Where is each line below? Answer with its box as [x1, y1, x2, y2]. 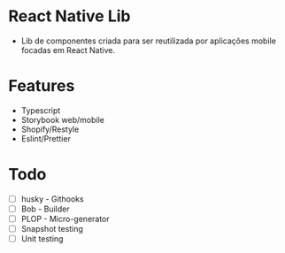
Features [8, 76, 75, 96]
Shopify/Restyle [20, 124, 80, 134]
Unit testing [20, 234, 64, 244]
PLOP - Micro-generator [20, 213, 110, 224]
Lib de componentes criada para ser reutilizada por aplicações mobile [20, 35, 276, 46]
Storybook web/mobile [20, 114, 105, 125]
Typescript [20, 104, 61, 116]
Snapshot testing [20, 224, 83, 234]
